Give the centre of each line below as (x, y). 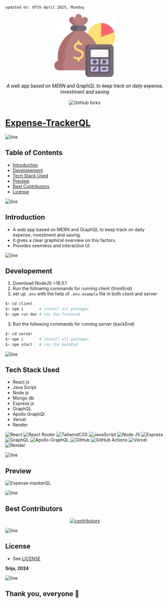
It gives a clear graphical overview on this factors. (64, 240)
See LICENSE (26, 558)
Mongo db (23, 398)
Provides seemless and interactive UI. (52, 245)
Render (20, 425)
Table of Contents (34, 153)
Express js (23, 404)
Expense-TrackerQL (48, 123)
